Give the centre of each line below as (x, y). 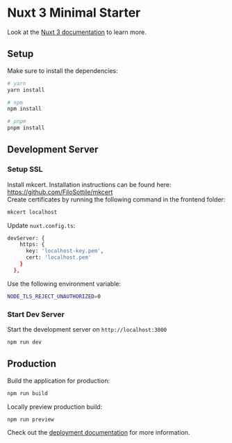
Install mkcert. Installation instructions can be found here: (89, 184)
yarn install (26, 90)
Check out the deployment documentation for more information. (99, 433)
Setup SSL (25, 170)
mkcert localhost (32, 212)
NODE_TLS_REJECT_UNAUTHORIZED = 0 (54, 296)
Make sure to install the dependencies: (63, 70)
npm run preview (31, 419)
